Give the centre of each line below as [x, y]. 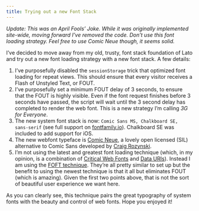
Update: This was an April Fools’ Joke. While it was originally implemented [97, 28]
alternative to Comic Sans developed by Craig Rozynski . [83, 146]
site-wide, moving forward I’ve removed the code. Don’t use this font [90, 35]
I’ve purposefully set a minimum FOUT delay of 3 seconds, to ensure [99, 89]
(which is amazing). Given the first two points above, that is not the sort [102, 177]
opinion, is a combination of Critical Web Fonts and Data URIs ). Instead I [102, 158]
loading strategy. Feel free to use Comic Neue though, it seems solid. [90, 41]
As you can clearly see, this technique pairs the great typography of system [99, 195]
